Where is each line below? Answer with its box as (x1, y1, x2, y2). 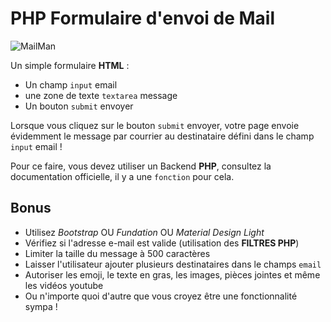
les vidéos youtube (24, 279, 104, 291)
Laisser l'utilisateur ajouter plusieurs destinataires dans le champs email (24, 258, 322, 270)
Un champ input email (24, 78, 118, 91)
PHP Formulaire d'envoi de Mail (10, 7, 276, 30)
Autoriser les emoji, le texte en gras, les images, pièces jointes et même (24, 268, 321, 281)
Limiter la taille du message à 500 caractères (24, 247, 211, 259)
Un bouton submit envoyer (24, 100, 134, 112)
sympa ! (24, 300, 58, 312)
